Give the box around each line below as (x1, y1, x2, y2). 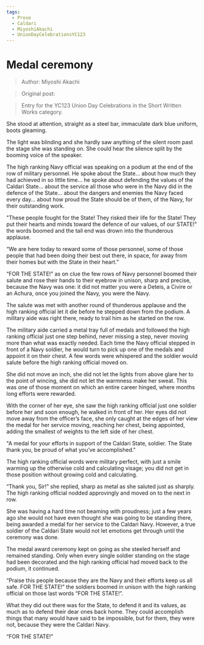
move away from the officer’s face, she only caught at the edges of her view (6, 415, 198, 422)
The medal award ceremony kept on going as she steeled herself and (6, 545, 181, 553)
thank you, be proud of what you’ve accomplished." (6, 446, 136, 454)
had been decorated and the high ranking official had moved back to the (6, 558, 188, 566)
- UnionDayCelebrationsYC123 (12, 32, 86, 38)
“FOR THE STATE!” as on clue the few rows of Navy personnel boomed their (6, 270, 197, 278)
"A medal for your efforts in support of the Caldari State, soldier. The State (6, 440, 192, 447)
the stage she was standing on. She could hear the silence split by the (6, 145, 183, 153)
